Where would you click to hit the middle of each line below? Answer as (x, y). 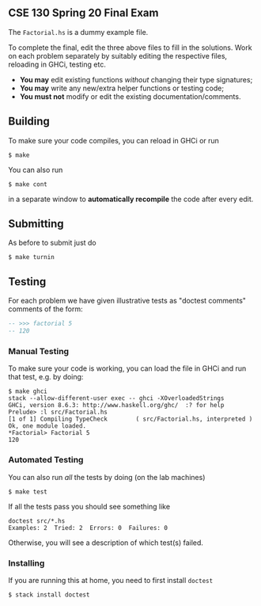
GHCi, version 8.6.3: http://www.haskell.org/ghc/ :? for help (116, 406)
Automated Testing (46, 460)
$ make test (28, 492)
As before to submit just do (52, 243)
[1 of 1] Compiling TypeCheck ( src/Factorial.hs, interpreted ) (130, 419)
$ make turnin (32, 257)
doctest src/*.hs (37, 521)
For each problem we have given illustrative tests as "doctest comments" (127, 301)
